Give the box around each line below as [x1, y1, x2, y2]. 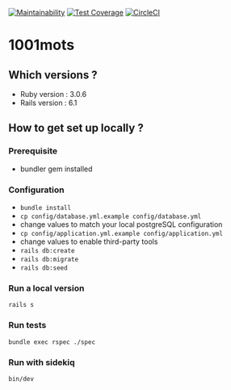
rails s [8, 301, 35, 309]
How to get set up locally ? [8, 121, 144, 135]
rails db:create [19, 246, 75, 254]
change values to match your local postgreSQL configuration [19, 219, 223, 229]
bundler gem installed [19, 164, 93, 174]
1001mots [8, 36, 75, 54]
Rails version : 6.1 [19, 98, 78, 107]
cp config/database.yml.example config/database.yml [19, 212, 202, 220]
